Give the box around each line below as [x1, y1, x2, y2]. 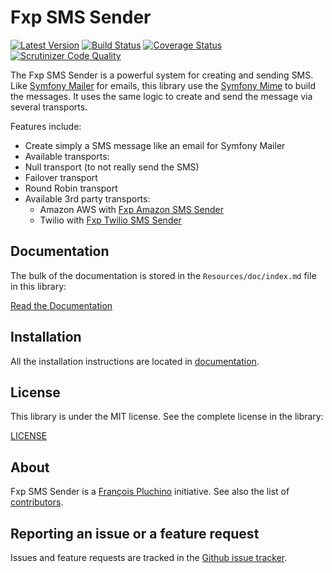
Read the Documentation [10, 299, 113, 311]
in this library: [10, 280, 67, 292]
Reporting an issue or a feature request [10, 525, 260, 542]
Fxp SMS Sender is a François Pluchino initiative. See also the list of [10, 486, 290, 498]
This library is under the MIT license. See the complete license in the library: [10, 411, 324, 423]
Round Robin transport [24, 182, 118, 194]
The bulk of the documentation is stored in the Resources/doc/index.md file [10, 269, 317, 281]
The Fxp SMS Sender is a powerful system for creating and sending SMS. [10, 69, 314, 81]
